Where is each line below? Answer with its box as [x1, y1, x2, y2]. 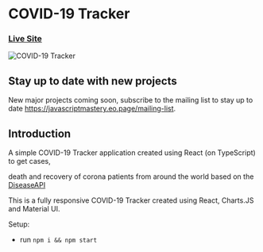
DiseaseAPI [8, 180, 46, 190]
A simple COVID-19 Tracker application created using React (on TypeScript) [8, 148, 256, 157]
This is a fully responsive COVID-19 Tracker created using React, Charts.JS [8, 196, 254, 205]
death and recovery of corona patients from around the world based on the [8, 172, 254, 181]
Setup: [8, 219, 30, 229]
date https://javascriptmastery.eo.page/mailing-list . [8, 104, 176, 114]
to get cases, [8, 157, 52, 166]
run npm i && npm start [19, 235, 98, 245]
